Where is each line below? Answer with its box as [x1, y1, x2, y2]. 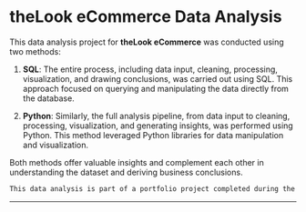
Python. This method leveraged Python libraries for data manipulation [22, 129, 284, 140]
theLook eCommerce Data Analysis [9, 6, 282, 27]
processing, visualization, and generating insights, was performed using [22, 120, 293, 131]
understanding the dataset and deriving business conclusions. [9, 167, 243, 177]
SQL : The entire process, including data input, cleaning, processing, [22, 64, 278, 75]
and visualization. [22, 139, 89, 150]
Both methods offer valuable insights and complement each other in [9, 156, 264, 167]
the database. [22, 93, 75, 104]
